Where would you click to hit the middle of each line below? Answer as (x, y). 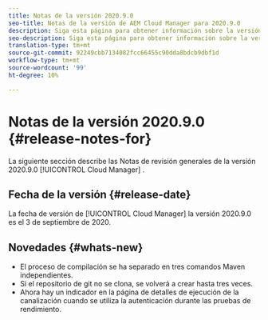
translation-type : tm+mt (49, 46)
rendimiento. (41, 310)
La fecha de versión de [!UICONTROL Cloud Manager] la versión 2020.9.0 (130, 214)
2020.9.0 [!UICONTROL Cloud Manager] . (77, 170)
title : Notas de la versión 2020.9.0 (71, 16)
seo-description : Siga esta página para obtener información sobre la (128, 38)
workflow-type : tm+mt (44, 61)
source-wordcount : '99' (48, 68)
